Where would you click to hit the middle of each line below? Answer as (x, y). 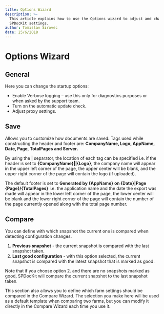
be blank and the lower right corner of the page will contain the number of (80, 199)
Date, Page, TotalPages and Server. (41, 148)
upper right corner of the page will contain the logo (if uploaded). (71, 173)
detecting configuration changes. (39, 236)
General (18, 74)
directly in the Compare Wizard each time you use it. (58, 306)
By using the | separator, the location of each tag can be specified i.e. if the (81, 158)
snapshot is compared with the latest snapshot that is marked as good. (83, 261)
